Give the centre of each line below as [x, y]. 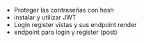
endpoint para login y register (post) [65, 32]
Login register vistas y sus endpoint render [75, 25]
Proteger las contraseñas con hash [64, 10]
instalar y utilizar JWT [45, 17]
